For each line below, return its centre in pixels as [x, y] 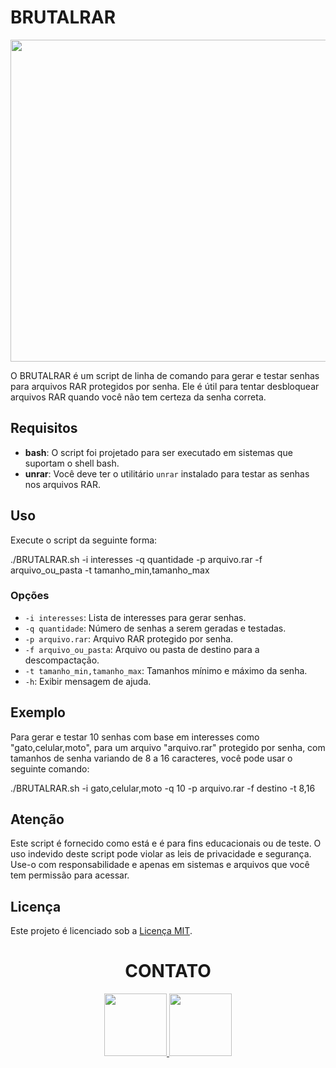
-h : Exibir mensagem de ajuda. [88, 681]
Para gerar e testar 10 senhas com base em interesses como [135, 737]
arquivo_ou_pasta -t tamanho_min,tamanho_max [110, 570]
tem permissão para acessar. [70, 875]
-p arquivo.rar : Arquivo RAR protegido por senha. [129, 638]
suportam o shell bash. [72, 463]
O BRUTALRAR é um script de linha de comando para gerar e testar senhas [165, 375]
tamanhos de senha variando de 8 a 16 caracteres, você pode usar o [151, 758]
